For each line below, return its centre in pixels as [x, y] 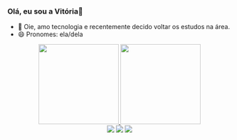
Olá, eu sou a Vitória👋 [45, 11]
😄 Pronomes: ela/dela [50, 34]
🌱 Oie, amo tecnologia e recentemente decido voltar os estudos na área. [123, 27]
